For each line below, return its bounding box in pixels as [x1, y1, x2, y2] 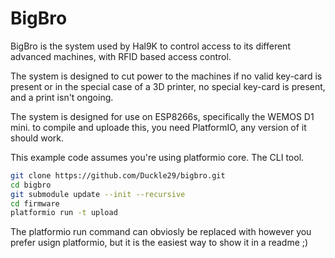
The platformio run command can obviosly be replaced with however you [10, 226, 312, 238]
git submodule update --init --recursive [10, 189, 186, 199]
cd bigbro [10, 180, 52, 190]
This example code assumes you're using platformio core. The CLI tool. [10, 151, 305, 163]
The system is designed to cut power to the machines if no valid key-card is [10, 70, 323, 82]
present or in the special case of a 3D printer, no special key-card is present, [10, 80, 326, 92]
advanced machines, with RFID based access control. [10, 50, 232, 62]
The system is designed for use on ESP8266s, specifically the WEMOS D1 [10, 110, 315, 122]
